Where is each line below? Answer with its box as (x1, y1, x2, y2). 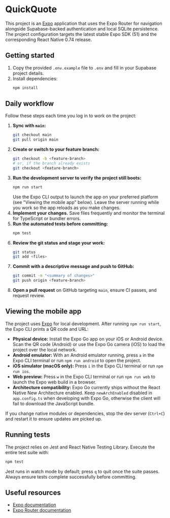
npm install (12, 85, 38, 90)
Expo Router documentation (12, 507, 72, 513)
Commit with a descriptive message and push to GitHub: (12, 263, 134, 269)
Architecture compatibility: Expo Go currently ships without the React (12, 384, 161, 390)
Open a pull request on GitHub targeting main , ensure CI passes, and (12, 287, 157, 293)
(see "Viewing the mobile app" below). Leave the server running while (12, 199, 159, 205)
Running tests (5, 430, 51, 439)
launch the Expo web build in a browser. (12, 379, 96, 385)
